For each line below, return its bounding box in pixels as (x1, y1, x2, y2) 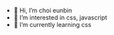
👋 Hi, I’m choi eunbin (13, 7, 72, 14)
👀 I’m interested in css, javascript (13, 13, 108, 22)
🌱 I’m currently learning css (13, 21, 91, 28)
